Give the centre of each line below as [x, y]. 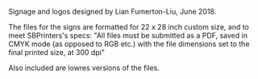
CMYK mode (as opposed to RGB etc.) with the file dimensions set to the [129, 44]
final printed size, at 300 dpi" [56, 52]
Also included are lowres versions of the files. [84, 68]
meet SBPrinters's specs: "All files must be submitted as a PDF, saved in [128, 36]
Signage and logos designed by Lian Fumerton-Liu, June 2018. [112, 12]
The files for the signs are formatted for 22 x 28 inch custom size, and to [129, 27]
